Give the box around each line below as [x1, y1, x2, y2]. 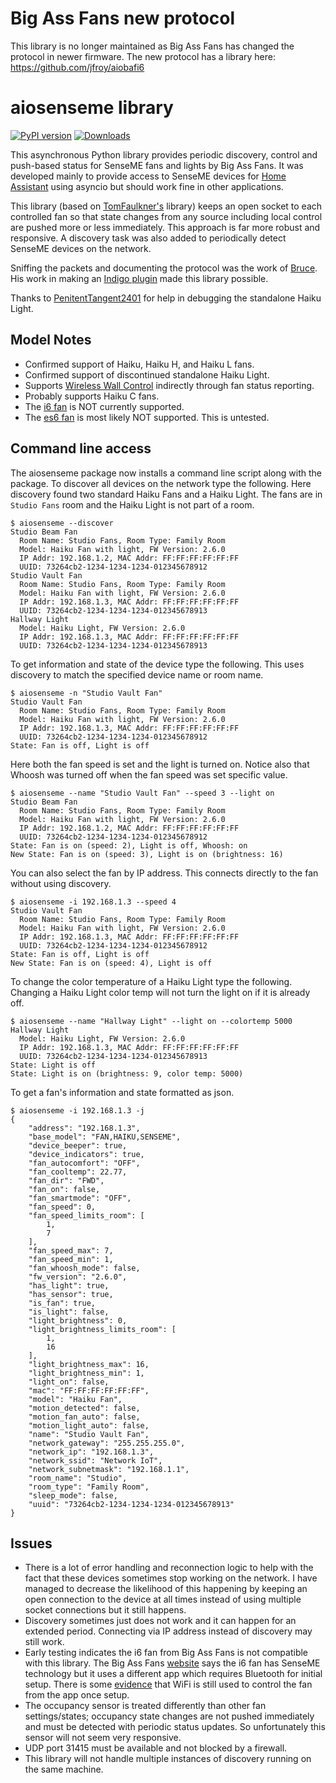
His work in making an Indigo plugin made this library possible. [10, 272, 269, 284]
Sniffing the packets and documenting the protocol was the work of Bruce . [10, 262, 318, 274]
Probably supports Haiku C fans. [24, 390, 160, 402]
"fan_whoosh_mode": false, [28, 1263, 141, 1273]
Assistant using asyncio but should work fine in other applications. [10, 180, 284, 192]
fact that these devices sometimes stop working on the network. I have [24, 1572, 318, 1584]
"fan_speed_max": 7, [28, 1245, 114, 1256]
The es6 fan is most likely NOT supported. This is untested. [24, 411, 270, 423]
